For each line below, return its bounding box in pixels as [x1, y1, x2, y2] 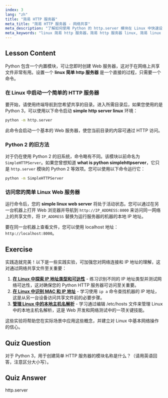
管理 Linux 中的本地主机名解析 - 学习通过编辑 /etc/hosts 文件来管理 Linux [12, 301, 163, 307]
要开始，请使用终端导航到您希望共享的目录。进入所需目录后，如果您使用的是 [5, 101, 163, 107]
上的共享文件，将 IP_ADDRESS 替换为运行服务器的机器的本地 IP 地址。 [5, 213, 146, 219]
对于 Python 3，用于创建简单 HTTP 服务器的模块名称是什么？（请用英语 [5, 353, 153, 359]
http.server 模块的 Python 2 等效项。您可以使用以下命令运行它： [10, 166, 145, 172]
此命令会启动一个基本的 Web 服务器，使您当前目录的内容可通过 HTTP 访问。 [5, 127, 162, 133]
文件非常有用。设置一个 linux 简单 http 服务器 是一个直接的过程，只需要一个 [5, 69, 161, 75]
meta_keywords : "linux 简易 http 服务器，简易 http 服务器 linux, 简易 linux [5, 30, 161, 35]
